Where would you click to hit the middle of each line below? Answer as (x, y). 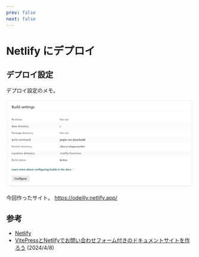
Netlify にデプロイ (51, 51)
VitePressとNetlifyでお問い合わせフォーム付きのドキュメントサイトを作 (102, 240)
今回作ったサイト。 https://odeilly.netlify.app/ (62, 198)
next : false (21, 19)
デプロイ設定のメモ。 (32, 90)
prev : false (21, 13)
